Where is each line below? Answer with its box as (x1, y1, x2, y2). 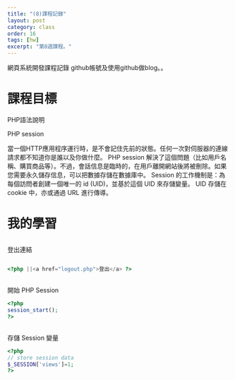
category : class (7, 23, 55, 30)
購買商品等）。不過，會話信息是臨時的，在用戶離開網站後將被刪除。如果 (19, 162, 227, 170)
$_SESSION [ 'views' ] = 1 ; (7, 361, 74, 368)
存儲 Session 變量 (7, 333, 59, 342)
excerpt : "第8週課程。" (7, 43, 72, 50)
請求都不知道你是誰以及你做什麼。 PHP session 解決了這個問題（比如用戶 (7, 153, 221, 161)
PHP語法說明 (7, 115, 45, 124)
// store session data (7, 354, 74, 361)
